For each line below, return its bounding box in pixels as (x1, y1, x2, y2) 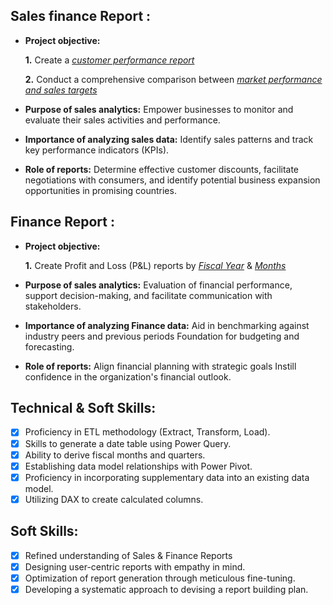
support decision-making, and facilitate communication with (24, 289, 273, 301)
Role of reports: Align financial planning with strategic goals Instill (24, 360, 297, 372)
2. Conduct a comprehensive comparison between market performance (24, 73, 323, 85)
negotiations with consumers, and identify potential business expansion (24, 174, 321, 186)
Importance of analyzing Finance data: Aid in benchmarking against (24, 319, 310, 331)
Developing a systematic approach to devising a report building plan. (24, 583, 309, 595)
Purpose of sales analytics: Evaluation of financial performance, (24, 279, 293, 291)
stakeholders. (24, 300, 82, 312)
